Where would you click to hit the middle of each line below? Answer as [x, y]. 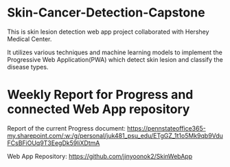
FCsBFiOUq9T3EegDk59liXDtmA [54, 143]
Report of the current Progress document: [66, 128]
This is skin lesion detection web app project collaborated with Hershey [108, 32]
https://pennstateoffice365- [166, 128]
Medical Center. [30, 38]
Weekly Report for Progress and [100, 95]
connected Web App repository [99, 110]
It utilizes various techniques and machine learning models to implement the [115, 52]
